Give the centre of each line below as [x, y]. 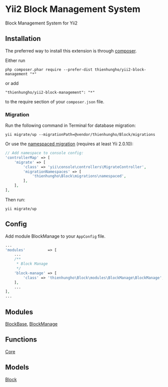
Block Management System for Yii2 [41, 23]
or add [12, 83]
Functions [21, 340]
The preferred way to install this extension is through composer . [71, 50]
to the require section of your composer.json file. [55, 101]
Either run [15, 60]
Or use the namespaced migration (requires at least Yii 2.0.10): [69, 144]
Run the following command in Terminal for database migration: [70, 125]
